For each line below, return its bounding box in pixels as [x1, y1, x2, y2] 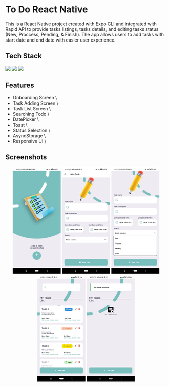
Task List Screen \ [12, 105, 51, 111]
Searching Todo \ [12, 111, 50, 117]
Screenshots [5, 153, 47, 161]
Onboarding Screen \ [12, 94, 57, 100]
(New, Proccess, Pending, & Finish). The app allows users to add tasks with [5, 31, 164, 37]
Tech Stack [5, 52, 42, 60]
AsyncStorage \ [12, 132, 46, 139]
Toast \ [12, 121, 28, 128]
